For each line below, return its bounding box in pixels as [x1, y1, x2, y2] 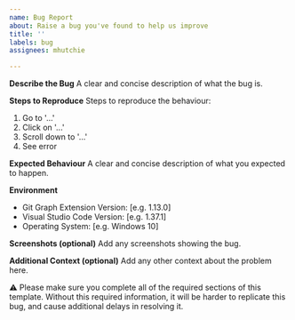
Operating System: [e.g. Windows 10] [21, 221, 159, 232]
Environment [9, 185, 58, 196]
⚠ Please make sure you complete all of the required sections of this [9, 282, 262, 293]
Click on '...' [21, 122, 65, 133]
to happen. [9, 168, 49, 179]
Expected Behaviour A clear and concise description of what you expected [9, 158, 286, 169]
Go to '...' [21, 113, 55, 124]
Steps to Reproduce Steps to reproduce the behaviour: [9, 95, 211, 107]
